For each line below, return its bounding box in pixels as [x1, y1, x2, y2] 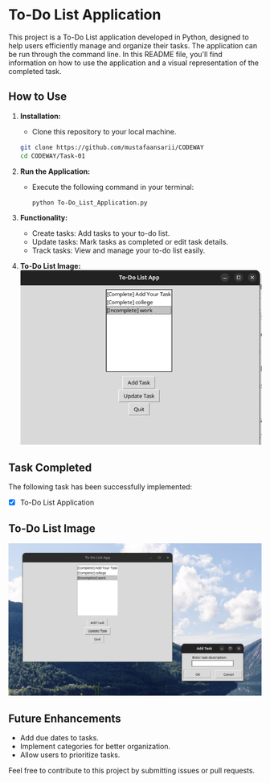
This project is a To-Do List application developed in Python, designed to [8, 32, 249, 42]
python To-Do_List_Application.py [31, 199, 148, 207]
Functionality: [19, 213, 68, 223]
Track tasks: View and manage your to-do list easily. [31, 245, 206, 255]
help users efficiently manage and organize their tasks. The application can [8, 40, 258, 50]
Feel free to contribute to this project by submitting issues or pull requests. [8, 766, 256, 776]
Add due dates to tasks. [19, 733, 99, 743]
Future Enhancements [8, 711, 122, 725]
